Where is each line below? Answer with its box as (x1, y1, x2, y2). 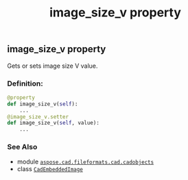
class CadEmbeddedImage (16, 165, 84, 173)
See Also (7, 142, 38, 152)
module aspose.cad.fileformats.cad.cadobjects (16, 157, 154, 166)
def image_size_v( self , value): (7, 120, 99, 127)
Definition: (7, 79, 43, 88)
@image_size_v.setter (7, 113, 69, 120)
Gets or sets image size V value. (7, 62, 98, 70)
